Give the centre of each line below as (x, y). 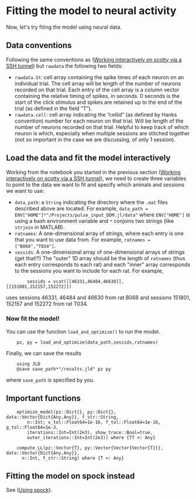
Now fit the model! (33, 319)
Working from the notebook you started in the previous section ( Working (94, 172)
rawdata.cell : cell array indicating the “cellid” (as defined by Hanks (96, 114)
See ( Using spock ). (29, 490)
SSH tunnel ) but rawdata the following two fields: (64, 66)
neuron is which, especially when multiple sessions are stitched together (102, 133)
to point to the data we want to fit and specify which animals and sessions (95, 184)
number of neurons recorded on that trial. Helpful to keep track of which (102, 127)
